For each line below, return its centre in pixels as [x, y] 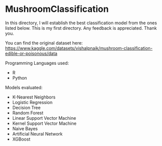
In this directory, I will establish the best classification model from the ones [81, 23]
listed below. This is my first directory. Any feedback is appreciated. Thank [81, 28]
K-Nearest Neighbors [34, 97]
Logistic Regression [32, 102]
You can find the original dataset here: [44, 43]
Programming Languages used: [37, 63]
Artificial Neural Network [37, 134]
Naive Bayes [25, 128]
